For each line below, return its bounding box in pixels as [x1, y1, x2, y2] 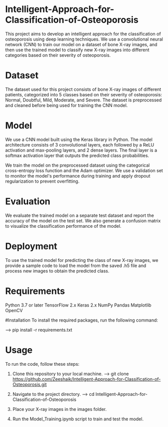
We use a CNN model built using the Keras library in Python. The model [5, 136, 153, 143]
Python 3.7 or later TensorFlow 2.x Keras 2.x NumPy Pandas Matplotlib [5, 302, 151, 308]
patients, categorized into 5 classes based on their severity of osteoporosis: [5, 91, 162, 97]
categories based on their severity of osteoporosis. [5, 52, 111, 58]
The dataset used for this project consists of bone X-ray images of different [5, 86, 161, 92]
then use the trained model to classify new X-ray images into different [5, 47, 149, 53]
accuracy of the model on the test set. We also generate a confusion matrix [5, 217, 161, 224]
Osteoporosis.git [12, 381, 47, 387]
